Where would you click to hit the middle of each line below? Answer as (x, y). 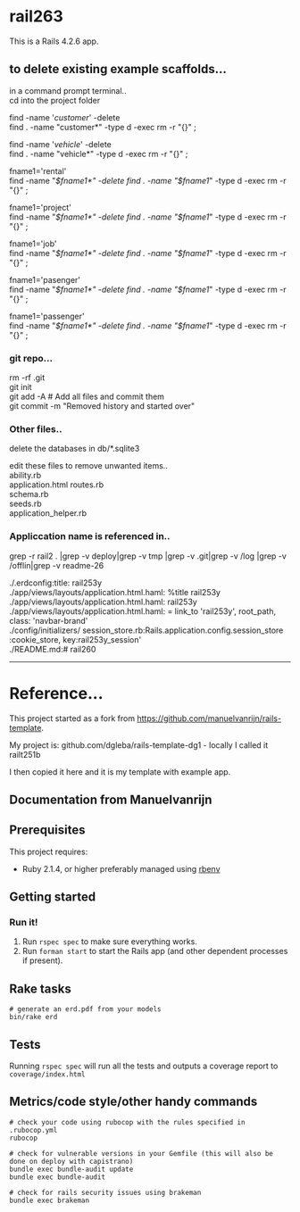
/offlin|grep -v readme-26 (57, 565)
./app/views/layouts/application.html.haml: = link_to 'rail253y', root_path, (143, 611)
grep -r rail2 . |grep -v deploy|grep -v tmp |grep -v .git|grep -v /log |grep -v (148, 556)
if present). (42, 960)
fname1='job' (33, 244)
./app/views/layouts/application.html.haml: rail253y (104, 602)
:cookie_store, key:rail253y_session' (75, 639)
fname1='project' (40, 207)
